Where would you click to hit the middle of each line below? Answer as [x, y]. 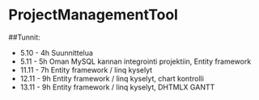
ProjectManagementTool [93, 15]
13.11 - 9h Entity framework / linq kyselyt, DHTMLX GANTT [117, 87]
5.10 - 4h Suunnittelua [56, 52]
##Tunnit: [24, 37]
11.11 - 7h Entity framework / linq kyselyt [86, 69]
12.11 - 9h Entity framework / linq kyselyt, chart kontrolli [112, 78]
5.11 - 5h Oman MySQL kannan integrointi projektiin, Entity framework [136, 61]
